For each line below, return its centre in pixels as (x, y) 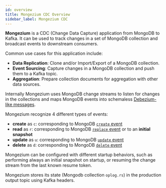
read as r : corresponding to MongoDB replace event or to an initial (81, 129)
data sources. (26, 84)
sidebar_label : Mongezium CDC (37, 19)
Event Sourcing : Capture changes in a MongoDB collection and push (83, 68)
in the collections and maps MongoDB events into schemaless (69, 99)
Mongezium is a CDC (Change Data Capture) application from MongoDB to (83, 33)
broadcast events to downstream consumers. (52, 44)
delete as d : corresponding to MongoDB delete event (67, 145)
